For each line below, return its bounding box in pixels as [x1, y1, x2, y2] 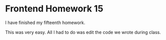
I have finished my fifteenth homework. [5, 19, 86, 25]
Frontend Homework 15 [5, 3, 104, 14]
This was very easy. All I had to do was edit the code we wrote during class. [5, 29, 161, 35]
